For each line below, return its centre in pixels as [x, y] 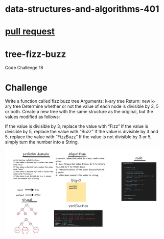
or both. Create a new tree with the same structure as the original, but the [79, 112]
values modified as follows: [33, 117]
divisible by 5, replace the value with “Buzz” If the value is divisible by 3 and [82, 132]
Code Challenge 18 [24, 68]
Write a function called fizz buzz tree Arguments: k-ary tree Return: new [78, 101]
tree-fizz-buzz [35, 54]
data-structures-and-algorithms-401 [82, 9]
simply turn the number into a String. [42, 142]
